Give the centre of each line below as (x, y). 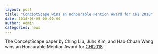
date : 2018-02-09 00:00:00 (33, 18)
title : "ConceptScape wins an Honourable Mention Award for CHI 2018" (79, 14)
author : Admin (20, 23)
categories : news (23, 28)
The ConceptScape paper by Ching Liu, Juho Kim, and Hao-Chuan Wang (79, 41)
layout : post (18, 9)
